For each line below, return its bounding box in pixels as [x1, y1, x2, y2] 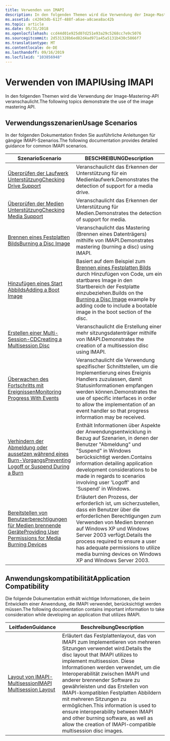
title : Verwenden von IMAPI [5, 7, 65, 13]
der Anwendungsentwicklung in [75, 428, 152, 435]
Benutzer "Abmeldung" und [75, 441, 142, 448]
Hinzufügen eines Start [8, 280, 63, 287]
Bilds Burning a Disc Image [8, 240, 70, 247]
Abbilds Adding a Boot [8, 286, 60, 293]
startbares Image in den [75, 277, 133, 284]
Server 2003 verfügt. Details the [75, 532, 152, 539]
